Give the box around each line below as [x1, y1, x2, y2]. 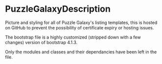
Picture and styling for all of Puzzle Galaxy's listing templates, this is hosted [5, 20, 158, 25]
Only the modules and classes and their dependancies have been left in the [5, 49, 157, 55]
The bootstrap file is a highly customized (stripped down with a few [5, 34, 141, 40]
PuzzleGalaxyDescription [5, 3, 111, 15]
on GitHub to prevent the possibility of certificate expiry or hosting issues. [5, 24, 154, 30]
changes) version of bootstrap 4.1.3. [5, 39, 78, 45]
